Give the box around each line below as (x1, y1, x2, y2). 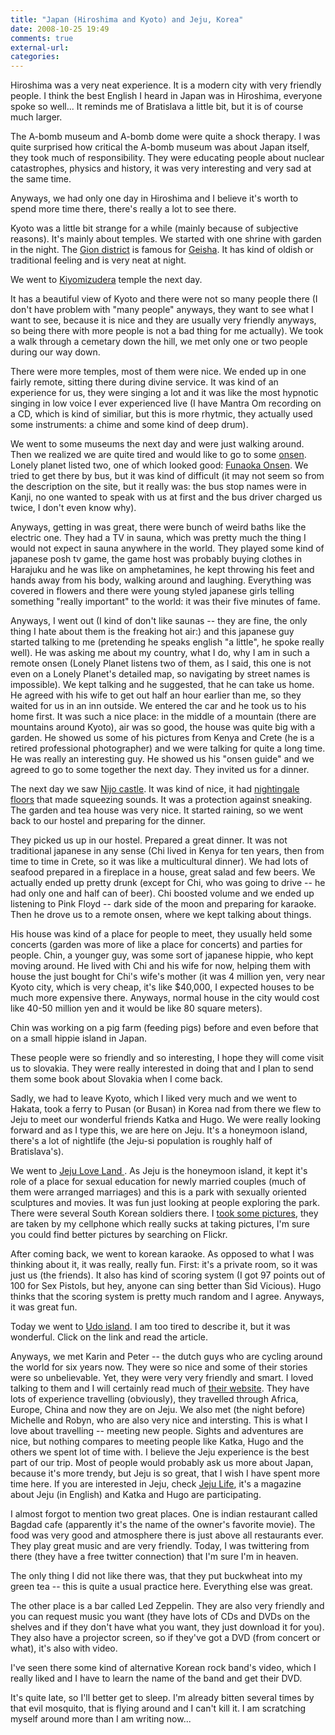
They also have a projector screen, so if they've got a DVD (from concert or (10, 1632, 321, 1644)
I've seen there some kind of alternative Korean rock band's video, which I (10, 1662, 317, 1674)
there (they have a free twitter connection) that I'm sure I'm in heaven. (10, 1551, 299, 1563)
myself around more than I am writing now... (10, 1713, 192, 1725)
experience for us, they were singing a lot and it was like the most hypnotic (10, 387, 319, 399)
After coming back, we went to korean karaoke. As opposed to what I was (10, 1248, 315, 1260)
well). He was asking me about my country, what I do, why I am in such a (10, 647, 310, 659)
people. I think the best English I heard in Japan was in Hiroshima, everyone (10, 90, 323, 102)
